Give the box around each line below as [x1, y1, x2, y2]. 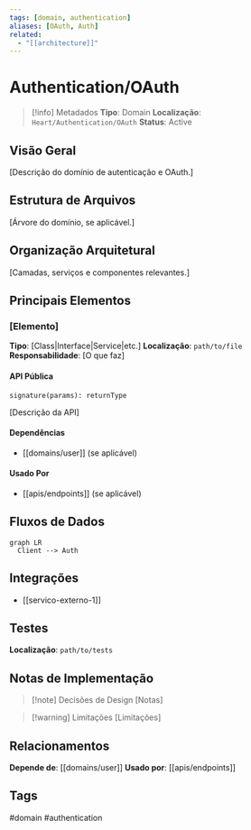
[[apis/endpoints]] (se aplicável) [22, 488, 142, 499]
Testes [9, 620, 49, 636]
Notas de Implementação [9, 670, 154, 686]
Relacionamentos [9, 738, 110, 753]
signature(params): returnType [9, 391, 127, 400]
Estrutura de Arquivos [9, 193, 136, 208]
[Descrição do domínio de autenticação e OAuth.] [9, 167, 194, 177]
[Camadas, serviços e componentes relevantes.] [9, 267, 191, 278]
